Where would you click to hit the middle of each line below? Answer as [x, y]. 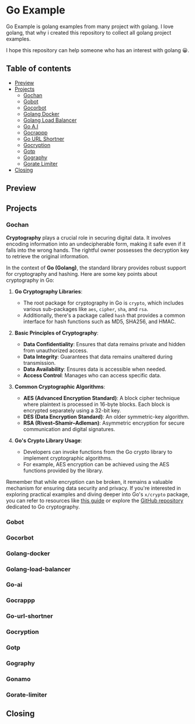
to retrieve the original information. [48, 256]
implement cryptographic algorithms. [68, 458]
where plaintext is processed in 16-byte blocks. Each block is [97, 404]
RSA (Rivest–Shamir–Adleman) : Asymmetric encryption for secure [104, 423]
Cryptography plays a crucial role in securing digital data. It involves [88, 237]
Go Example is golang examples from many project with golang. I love [90, 26]
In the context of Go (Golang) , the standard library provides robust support [96, 268]
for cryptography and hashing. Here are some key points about [82, 274]
